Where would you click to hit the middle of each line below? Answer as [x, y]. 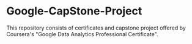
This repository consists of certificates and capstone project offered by [96, 28]
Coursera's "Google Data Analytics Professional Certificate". [82, 34]
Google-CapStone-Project [74, 11]
